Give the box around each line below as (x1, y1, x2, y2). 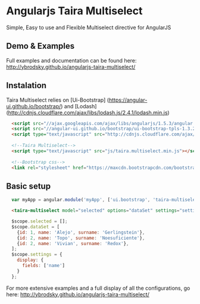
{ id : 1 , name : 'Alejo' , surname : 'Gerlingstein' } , (17, 229, 145, 236)
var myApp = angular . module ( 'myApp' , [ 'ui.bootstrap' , (11, 197, 151, 203)
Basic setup (6, 181, 51, 191)
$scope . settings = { (11, 252, 62, 258)
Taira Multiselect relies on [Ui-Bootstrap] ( (6, 96, 109, 104)
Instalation (6, 80, 46, 90)
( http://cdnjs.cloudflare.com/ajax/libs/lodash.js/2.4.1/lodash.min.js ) (6, 109, 170, 116)
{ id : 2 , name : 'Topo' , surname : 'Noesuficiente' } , (17, 235, 145, 241)
